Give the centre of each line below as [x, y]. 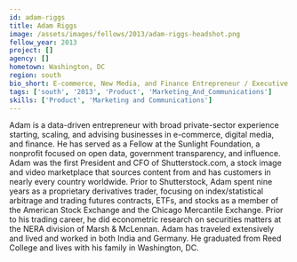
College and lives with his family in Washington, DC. [104, 248]
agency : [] [29, 59]
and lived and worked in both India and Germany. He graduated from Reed [145, 238]
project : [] [31, 51]
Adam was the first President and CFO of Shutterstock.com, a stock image [145, 163]
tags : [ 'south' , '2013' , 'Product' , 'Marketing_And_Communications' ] [141, 91]
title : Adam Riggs [43, 26]
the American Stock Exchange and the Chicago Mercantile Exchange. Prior [146, 210]
